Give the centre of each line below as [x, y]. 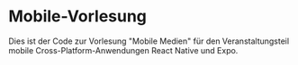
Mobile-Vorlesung [78, 16]
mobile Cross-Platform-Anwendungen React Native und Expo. [123, 50]
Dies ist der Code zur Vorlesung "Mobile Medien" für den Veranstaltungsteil [149, 41]
